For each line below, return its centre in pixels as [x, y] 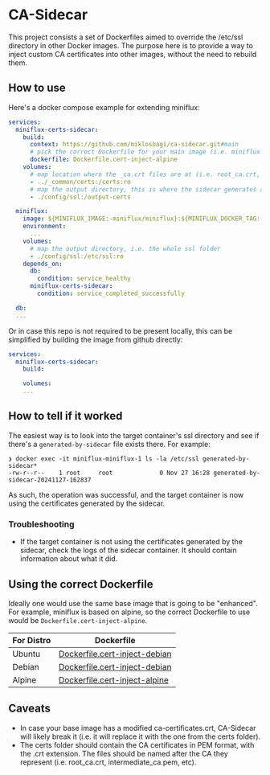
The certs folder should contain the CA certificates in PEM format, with [137, 744]
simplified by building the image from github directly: [96, 339]
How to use [37, 88]
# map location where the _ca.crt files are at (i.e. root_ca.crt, [145, 174]
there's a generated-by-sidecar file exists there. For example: [109, 444]
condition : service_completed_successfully [111, 293]
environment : [45, 227]
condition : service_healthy [84, 279]
